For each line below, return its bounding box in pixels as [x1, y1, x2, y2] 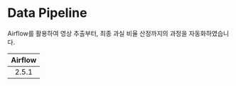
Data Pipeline [7, 5, 87, 21]
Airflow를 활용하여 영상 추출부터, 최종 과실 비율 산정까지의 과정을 [7, 29, 188, 37]
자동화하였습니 [188, 29, 230, 37]
